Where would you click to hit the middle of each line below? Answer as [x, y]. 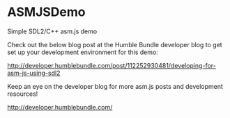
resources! [23, 94]
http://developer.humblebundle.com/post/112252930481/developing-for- [112, 65]
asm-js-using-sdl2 [34, 73]
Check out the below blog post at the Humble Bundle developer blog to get [115, 44]
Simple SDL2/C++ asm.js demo [52, 31]
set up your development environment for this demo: [83, 52]
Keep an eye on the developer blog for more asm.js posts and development [115, 86]
